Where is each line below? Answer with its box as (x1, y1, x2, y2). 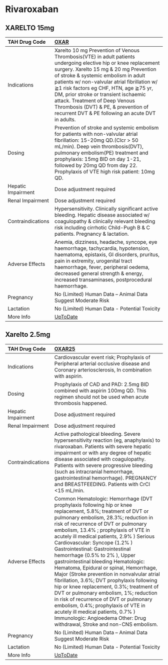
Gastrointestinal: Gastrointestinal (54, 545, 131, 552)
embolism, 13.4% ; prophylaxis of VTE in (54, 526, 150, 533)
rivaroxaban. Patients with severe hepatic (54, 443, 151, 450)
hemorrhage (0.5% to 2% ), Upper (54, 551, 136, 558)
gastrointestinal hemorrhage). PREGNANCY (54, 474, 157, 481)
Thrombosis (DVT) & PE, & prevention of (54, 104, 149, 110)
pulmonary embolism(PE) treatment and (54, 149, 148, 156)
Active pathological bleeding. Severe (54, 430, 141, 437)
